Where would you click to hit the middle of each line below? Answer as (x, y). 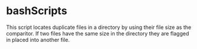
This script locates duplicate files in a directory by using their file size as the (99, 27)
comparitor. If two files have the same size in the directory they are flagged (98, 33)
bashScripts (37, 11)
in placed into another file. (38, 40)
